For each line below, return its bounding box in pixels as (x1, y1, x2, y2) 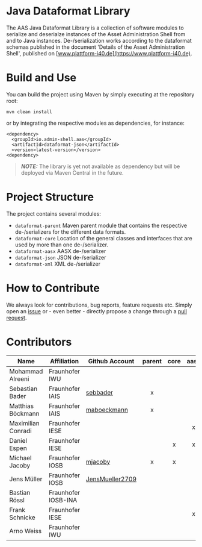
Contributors (6, 335, 72, 349)
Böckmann (9, 409, 40, 417)
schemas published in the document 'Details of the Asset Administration (6, 43, 185, 51)
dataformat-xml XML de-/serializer (14, 260, 101, 267)
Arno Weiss (9, 527, 42, 535)
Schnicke (9, 513, 36, 522)
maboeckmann (86, 405, 128, 414)
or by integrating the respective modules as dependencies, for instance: (6, 119, 185, 127)
